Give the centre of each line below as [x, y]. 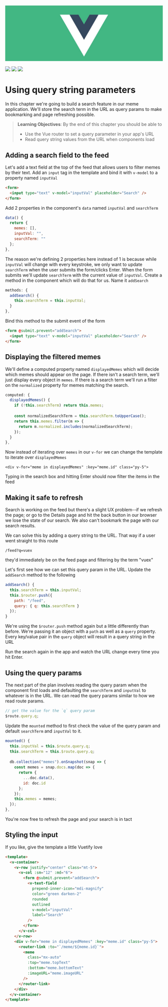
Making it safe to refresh [44, 497]
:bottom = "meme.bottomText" [55, 968]
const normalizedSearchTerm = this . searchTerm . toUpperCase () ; [80, 416]
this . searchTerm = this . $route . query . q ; [52, 751]
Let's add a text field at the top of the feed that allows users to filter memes [83, 167]
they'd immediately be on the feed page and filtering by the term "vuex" [79, 560]
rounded [40, 899]
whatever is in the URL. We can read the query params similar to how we [80, 696]
